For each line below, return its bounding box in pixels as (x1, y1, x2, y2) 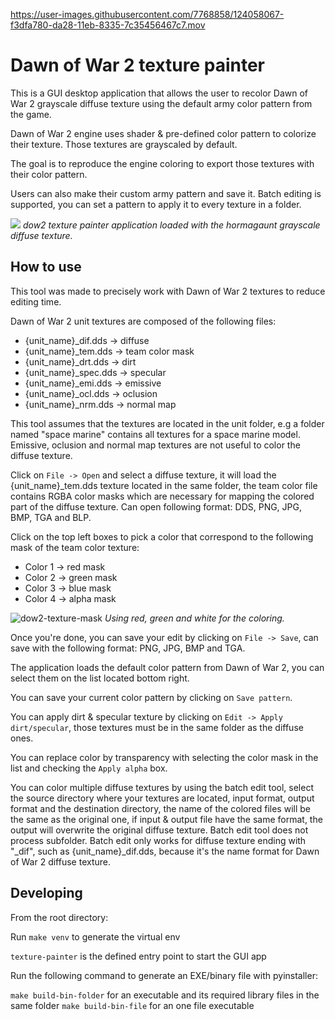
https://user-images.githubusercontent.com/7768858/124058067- (10, 9, 285, 20)
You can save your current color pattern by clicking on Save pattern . (10, 691, 293, 703)
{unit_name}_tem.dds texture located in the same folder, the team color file (10, 479, 318, 491)
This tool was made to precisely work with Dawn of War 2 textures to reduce (10, 285, 326, 297)
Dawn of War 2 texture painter (10, 54, 265, 77)
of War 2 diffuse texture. (10, 855, 111, 868)
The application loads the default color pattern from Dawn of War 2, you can (10, 661, 325, 673)
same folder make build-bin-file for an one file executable (10, 999, 255, 1011)
